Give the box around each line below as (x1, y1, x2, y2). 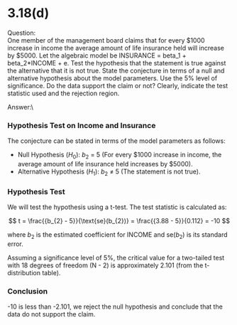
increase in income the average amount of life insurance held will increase (7, 43, 225, 52)
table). (42, 268, 61, 277)
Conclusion (7, 286, 48, 296)
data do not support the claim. (7, 310, 96, 319)
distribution (7, 268, 41, 277)
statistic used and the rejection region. (7, 89, 120, 97)
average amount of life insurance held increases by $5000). (17, 160, 193, 169)
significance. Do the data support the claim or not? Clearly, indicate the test (7, 81, 228, 90)
